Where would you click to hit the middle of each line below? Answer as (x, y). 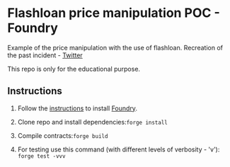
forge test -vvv (41, 156)
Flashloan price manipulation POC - (114, 13)
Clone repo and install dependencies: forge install (93, 122)
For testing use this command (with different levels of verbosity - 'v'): (119, 149)
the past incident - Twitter (45, 55)
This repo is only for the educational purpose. (74, 69)
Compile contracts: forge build (63, 135)
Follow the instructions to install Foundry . (77, 108)
